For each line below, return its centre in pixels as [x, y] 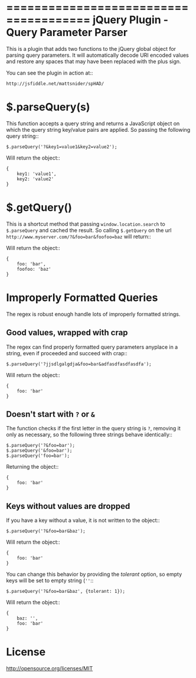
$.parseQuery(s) [48, 107]
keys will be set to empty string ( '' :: [50, 580]
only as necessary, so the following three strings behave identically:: [89, 434]
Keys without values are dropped [68, 506]
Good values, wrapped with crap [67, 332]
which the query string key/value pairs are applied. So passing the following [98, 129]
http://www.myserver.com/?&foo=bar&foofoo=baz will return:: [79, 236]
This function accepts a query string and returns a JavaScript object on [93, 123]
